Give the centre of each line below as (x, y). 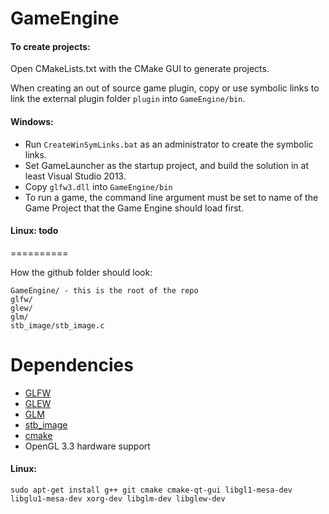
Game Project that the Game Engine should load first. (134, 208)
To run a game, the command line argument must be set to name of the (171, 197)
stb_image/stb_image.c (57, 325)
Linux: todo (34, 231)
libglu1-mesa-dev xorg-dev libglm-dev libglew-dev (118, 498)
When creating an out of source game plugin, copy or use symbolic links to (165, 88)
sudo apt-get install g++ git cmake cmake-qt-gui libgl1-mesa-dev (151, 490)
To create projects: (50, 46)
